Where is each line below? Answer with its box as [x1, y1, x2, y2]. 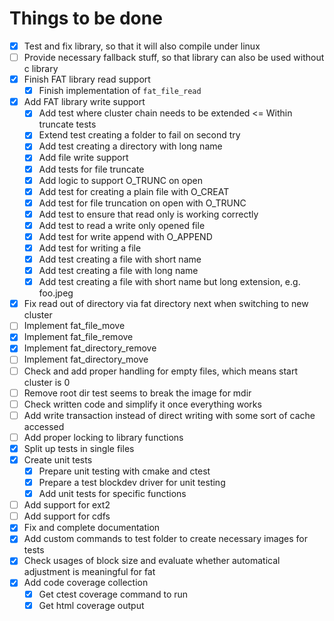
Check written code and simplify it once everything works [23, 398, 262, 410]
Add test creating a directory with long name [38, 140, 223, 152]
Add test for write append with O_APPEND [38, 230, 213, 242]
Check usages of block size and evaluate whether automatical [23, 555, 281, 567]
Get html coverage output [38, 599, 145, 611]
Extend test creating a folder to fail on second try [38, 129, 241, 141]
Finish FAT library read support [23, 73, 151, 86]
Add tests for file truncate [38, 163, 145, 175]
